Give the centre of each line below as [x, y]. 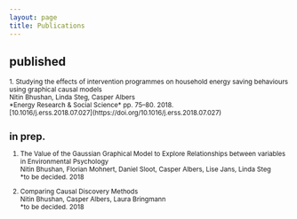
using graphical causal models [56, 90]
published [38, 62]
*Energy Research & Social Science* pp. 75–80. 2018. [92, 106]
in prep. [28, 136]
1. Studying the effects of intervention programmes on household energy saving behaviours [149, 82]
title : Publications [48, 26]
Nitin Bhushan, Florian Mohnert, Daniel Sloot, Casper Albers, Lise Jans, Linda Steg [145, 169]
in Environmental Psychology [64, 162]
